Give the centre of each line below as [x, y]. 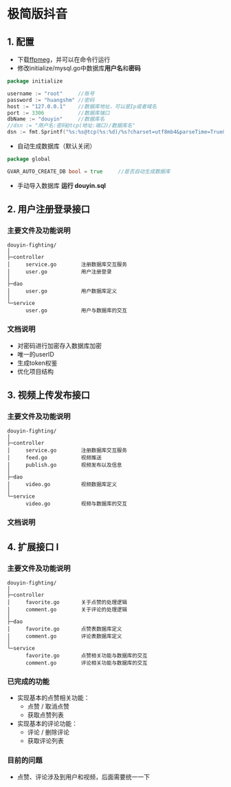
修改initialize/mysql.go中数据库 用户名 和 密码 [79, 68]
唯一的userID [35, 354]
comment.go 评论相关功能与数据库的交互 [86, 663]
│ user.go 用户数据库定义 [62, 291]
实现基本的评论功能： [47, 724]
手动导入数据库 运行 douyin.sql [62, 185]
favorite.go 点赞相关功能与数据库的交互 [86, 656]
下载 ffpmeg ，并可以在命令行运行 [64, 60]
